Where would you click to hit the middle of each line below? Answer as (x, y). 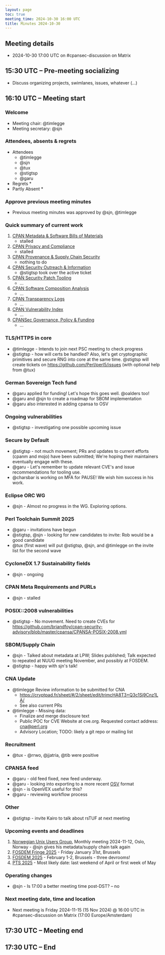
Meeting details (30, 43)
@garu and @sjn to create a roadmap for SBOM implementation (77, 399)
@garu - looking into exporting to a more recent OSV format (73, 784)
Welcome (17, 113)
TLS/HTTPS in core (28, 338)
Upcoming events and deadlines (45, 831)
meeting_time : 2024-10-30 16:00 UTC (43, 19)
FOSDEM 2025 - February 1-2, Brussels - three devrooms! (71, 857)
